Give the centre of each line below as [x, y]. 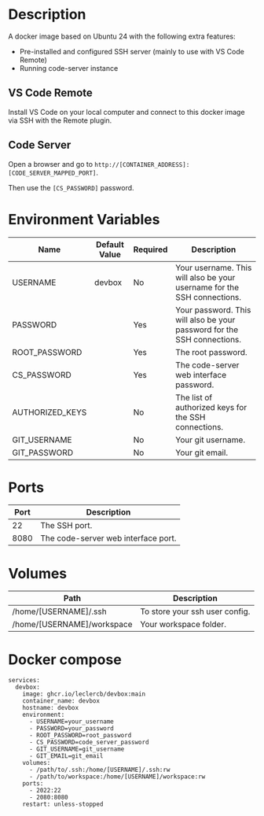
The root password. [211, 352]
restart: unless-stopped [63, 804]
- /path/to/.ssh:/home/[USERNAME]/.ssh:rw [99, 770]
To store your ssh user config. [195, 611]
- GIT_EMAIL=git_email [66, 756]
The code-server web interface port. [108, 538]
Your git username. [211, 440]
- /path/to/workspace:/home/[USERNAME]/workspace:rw [117, 777]
